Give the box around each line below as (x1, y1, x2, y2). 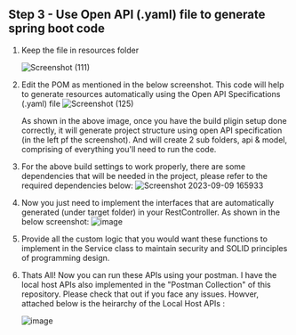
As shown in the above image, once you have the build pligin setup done (20, 115, 287, 126)
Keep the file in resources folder (20, 45, 140, 55)
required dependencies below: (20, 180, 134, 191)
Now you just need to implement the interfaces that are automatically (20, 197, 275, 208)
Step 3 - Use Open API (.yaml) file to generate (8, 7, 266, 22)
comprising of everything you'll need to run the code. (20, 143, 217, 154)
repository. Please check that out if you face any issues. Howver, (20, 289, 260, 299)
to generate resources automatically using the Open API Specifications (20, 88, 281, 99)
